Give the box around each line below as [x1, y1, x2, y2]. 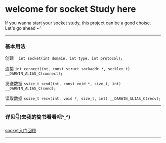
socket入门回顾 [5, 127, 36, 133]
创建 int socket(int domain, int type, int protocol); [5, 55, 123, 61]
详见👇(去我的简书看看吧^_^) [5, 114, 71, 121]
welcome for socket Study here [5, 3, 136, 15]
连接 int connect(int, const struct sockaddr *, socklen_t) [5, 66, 130, 72]
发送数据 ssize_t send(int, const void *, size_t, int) [5, 81, 121, 87]
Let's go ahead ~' [5, 25, 41, 31]
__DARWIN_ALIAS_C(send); [5, 86, 56, 91]
